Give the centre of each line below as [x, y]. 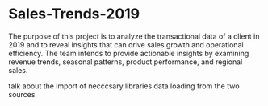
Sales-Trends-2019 [74, 14]
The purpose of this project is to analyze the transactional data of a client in [134, 36]
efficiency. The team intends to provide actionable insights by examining [129, 53]
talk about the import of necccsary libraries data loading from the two [124, 86]
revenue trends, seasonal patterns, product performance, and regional [126, 62]
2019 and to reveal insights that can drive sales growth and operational [126, 44]
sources [22, 94]
